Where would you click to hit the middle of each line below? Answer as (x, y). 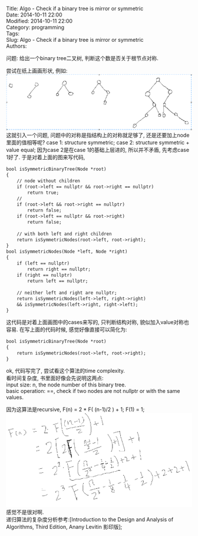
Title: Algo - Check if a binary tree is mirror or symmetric (75, 9)
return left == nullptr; (58, 281)
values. (15, 397)
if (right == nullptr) (44, 275)
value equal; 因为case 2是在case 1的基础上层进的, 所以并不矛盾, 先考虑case (98, 150)
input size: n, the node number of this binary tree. (66, 385)
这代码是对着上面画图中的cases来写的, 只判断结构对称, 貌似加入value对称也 (98, 322)
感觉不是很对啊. (25, 512)
